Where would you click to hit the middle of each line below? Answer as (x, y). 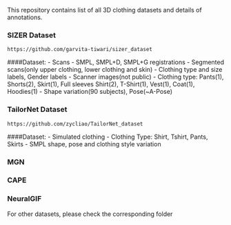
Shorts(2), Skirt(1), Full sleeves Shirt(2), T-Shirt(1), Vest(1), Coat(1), (101, 84)
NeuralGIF (24, 199)
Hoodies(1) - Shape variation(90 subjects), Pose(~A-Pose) (90, 92)
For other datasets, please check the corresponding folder (90, 214)
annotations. (25, 17)
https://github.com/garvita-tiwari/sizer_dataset (80, 50)
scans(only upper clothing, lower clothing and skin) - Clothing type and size (115, 70)
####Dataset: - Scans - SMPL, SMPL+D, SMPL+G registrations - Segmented (116, 62)
